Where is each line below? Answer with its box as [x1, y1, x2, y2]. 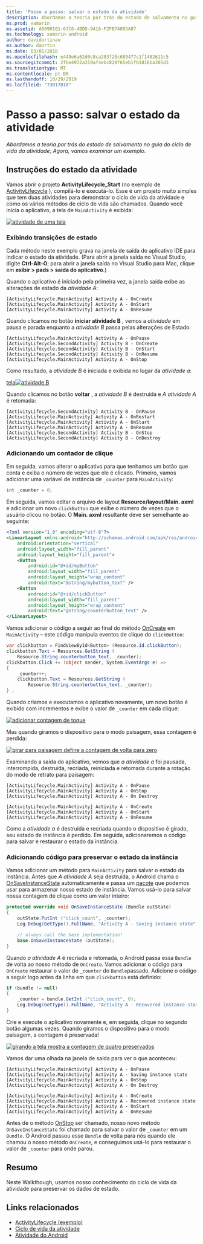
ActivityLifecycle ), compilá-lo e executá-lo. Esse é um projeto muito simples [6, 187, 197, 194]
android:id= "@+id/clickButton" [28, 591, 107, 597]
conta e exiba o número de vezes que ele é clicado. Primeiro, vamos [6, 469, 176, 476]
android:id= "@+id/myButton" [28, 563, 98, 569]
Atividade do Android [14, 1231, 68, 1239]
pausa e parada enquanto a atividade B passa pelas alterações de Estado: [6, 324, 192, 331]
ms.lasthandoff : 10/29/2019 [6, 76, 77, 82]
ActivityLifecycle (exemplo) [14, 1219, 83, 1226]
